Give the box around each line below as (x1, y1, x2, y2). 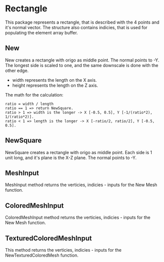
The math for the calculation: (5, 92, 64, 98)
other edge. (5, 67, 29, 73)
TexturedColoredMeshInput (5, 234, 92, 242)
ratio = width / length (5, 101, 54, 106)
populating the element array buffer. (5, 30, 78, 35)
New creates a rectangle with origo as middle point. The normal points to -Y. (5, 57, 160, 63)
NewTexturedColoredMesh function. (5, 252, 79, 258)
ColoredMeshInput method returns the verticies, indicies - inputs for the (5, 215, 151, 221)
